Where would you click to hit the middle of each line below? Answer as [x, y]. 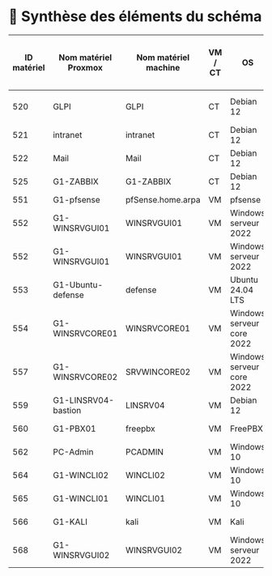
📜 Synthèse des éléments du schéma [135, 17]
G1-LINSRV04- [83, 400]
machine [163, 67]
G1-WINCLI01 [81, 498]
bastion [67, 410]
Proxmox [85, 67]
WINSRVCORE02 [85, 377]
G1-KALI [70, 522]
